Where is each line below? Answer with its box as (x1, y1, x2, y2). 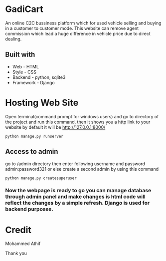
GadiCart (5, 3, 43, 15)
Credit (5, 224, 31, 236)
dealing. (5, 36, 22, 42)
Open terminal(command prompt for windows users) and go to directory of (5, 113, 159, 119)
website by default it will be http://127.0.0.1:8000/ (5, 124, 106, 130)
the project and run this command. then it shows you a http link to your (5, 119, 151, 125)
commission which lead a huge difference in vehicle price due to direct (5, 30, 151, 36)
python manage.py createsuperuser (5, 176, 77, 181)
